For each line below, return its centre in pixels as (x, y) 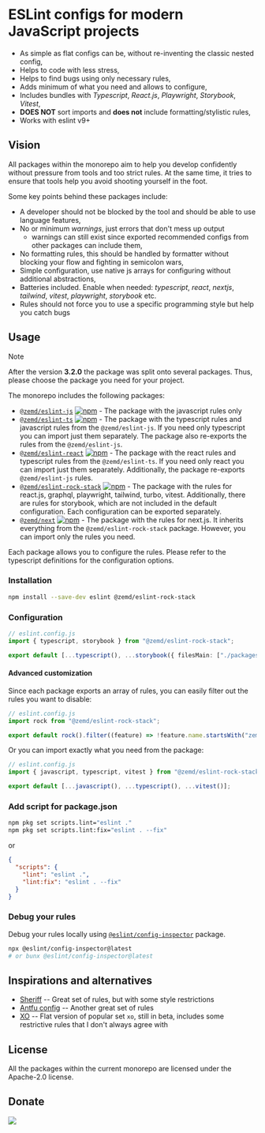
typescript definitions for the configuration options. (91, 560)
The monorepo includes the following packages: (87, 395)
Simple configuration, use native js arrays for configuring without (125, 270)
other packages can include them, (87, 245)
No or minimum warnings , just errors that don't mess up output (122, 228)
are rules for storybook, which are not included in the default (118, 503)
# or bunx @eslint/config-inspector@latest (81, 956)
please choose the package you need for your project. (97, 380)
